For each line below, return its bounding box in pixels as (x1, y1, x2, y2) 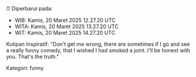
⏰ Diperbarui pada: (6, 5, 53, 12)
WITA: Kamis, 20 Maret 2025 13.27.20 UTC (14, 23, 119, 30)
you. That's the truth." (6, 53, 59, 60)
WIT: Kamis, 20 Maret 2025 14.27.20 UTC (14, 29, 116, 36)
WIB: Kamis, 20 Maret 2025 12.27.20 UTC (14, 17, 116, 24)
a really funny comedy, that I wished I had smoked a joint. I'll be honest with (6, 47, 191, 53)
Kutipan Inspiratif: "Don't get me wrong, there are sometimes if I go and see (6, 41, 190, 48)
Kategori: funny (6, 65, 44, 71)
